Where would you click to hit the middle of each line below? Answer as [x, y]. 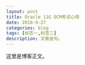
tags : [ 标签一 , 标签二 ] [31, 33]
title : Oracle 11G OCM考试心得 [43, 17]
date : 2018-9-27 [26, 22]
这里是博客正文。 [27, 56]
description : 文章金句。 [35, 39]
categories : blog [27, 28]
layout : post [22, 11]
